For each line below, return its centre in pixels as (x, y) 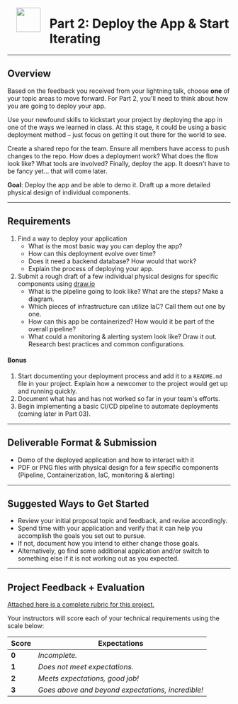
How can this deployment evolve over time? (92, 253)
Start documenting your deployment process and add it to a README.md (120, 376)
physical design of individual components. (69, 192)
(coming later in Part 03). (54, 414)
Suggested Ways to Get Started (78, 504)
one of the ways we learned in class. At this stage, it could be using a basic (117, 127)
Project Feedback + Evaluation (76, 587)
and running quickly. (47, 391)
